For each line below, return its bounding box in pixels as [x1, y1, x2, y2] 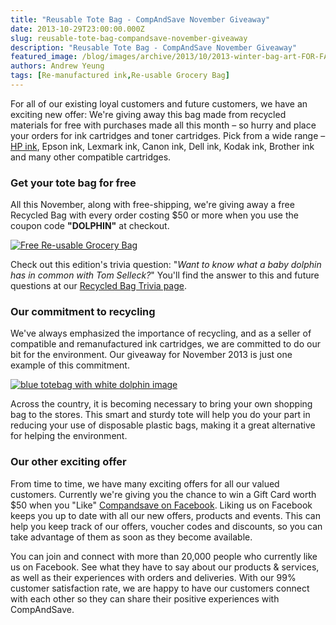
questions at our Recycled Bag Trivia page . [10, 280, 187, 292]
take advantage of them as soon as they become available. [10, 531, 253, 543]
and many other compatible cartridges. [10, 151, 172, 163]
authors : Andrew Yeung [10, 61, 105, 71]
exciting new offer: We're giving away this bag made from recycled [10, 108, 287, 120]
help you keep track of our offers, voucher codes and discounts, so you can [10, 520, 323, 532]
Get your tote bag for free [10, 176, 137, 190]
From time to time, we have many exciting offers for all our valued [10, 477, 280, 490]
